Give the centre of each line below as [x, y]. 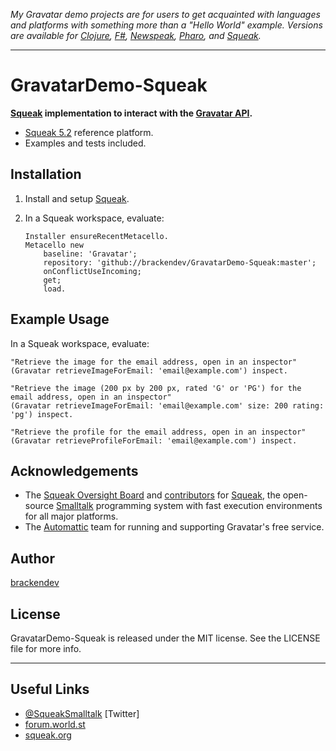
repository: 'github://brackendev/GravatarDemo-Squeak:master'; [180, 262]
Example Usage [60, 319]
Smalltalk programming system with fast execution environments [189, 506]
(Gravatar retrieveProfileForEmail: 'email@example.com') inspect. [154, 440]
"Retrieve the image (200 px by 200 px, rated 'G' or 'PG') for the [156, 388]
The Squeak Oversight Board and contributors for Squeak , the [152, 495]
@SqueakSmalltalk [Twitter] [82, 713]
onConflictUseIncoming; [92, 271]
